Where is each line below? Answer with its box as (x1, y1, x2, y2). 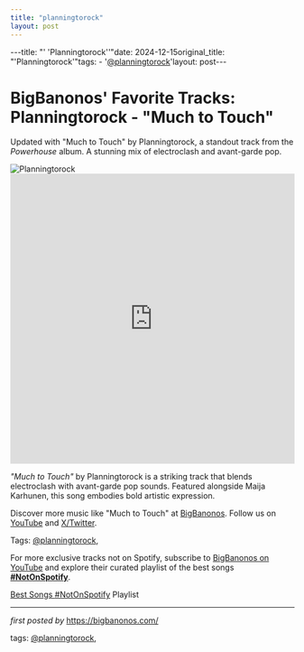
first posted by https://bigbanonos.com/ (10, 615, 159, 626)
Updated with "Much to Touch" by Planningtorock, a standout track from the (10, 136, 294, 147)
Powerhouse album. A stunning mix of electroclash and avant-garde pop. (10, 146, 282, 157)
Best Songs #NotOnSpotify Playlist (10, 589, 139, 601)
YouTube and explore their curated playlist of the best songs (10, 562, 235, 573)
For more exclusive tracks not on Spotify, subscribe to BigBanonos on (10, 553, 270, 564)
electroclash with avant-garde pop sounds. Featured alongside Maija (10, 480, 266, 492)
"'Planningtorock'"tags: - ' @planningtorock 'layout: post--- (10, 56, 227, 67)
